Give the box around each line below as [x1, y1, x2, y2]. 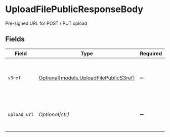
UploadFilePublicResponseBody [5, 4, 143, 15]
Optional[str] [38, 111, 69, 118]
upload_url [8, 111, 34, 117]
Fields [5, 35, 25, 43]
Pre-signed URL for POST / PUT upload [5, 20, 88, 26]
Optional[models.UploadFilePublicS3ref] [38, 74, 135, 81]
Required [140, 50, 162, 57]
